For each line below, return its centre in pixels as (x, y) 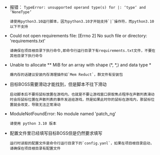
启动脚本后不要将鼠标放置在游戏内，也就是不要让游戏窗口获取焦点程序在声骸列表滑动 (82, 94)
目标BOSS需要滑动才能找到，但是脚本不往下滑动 (58, 84)
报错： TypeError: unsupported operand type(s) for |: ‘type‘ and (78, 7)
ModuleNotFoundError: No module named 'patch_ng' (63, 114)
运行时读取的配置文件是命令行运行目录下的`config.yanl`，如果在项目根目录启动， (82, 143)
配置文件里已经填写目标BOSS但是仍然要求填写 (56, 133)
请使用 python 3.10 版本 (33, 123)
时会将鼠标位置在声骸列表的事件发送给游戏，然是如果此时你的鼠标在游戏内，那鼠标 (80, 100)
